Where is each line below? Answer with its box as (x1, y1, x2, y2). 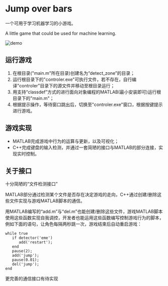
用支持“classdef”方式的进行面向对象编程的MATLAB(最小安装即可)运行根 (12, 89, 161, 95)
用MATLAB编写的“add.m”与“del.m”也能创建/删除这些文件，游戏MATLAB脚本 (5, 209, 163, 215)
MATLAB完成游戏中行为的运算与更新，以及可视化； (12, 138, 119, 144)
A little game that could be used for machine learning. (5, 30, 117, 36)
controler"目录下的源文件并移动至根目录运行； (19, 82, 115, 88)
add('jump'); (12, 253, 39, 258)
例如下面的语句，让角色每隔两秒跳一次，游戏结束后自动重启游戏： (5, 221, 142, 227)
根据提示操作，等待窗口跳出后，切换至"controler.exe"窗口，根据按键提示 (12, 101, 163, 107)
